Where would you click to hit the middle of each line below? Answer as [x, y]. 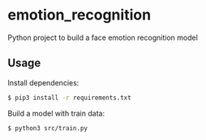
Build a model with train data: [56, 113]
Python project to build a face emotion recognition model [103, 37]
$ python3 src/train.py [48, 128]
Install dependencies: [43, 82]
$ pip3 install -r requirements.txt [69, 98]
